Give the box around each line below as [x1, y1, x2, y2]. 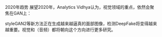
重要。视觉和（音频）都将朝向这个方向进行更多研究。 [9, 27, 115, 33]
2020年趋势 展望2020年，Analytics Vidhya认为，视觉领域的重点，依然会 [5, 4, 150, 10]
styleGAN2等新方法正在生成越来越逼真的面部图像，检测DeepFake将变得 [5, 21, 149, 26]
